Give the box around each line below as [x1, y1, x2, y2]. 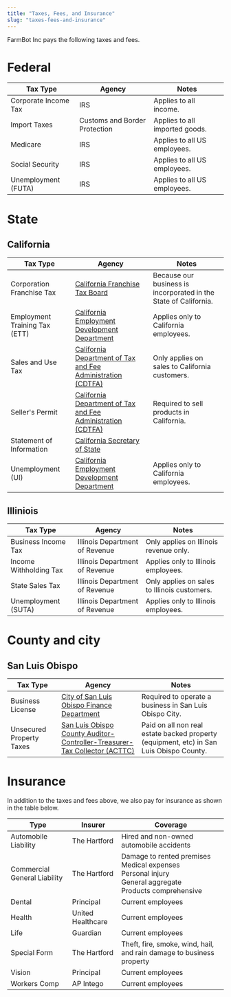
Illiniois [7, 505, 39, 516]
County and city [7, 633, 101, 648]
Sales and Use [10, 357, 57, 367]
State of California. [153, 297, 213, 306]
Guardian [71, 928, 102, 938]
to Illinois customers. [145, 585, 212, 595]
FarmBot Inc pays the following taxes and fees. [7, 35, 140, 43]
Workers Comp [10, 979, 60, 989]
